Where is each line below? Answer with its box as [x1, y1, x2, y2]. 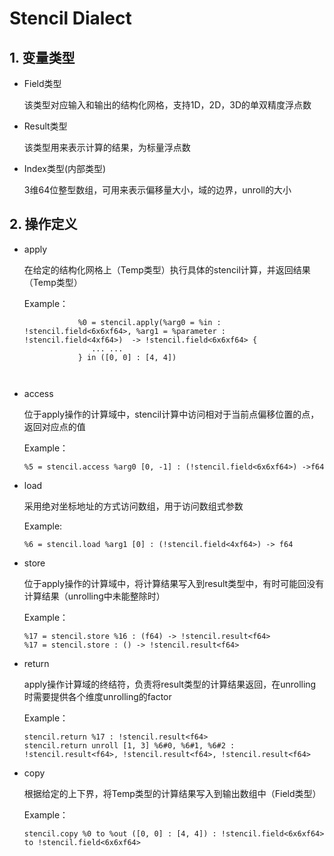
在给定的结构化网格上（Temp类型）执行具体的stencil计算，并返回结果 [23, 263, 311, 276]
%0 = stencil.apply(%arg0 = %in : [77, 317, 222, 327]
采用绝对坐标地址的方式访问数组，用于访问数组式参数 [23, 500, 244, 512]
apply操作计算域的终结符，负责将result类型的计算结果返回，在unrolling [23, 678, 317, 690]
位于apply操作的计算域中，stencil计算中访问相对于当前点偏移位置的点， [23, 408, 320, 420]
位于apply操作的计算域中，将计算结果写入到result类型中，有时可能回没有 [23, 577, 325, 589]
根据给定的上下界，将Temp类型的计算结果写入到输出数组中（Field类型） [23, 787, 322, 799]
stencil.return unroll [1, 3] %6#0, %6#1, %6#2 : [23, 740, 236, 751]
